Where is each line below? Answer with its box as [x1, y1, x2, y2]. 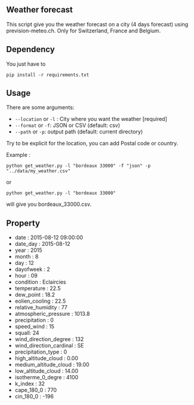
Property [6, 218, 41, 228]
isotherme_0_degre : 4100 [14, 374, 79, 381]
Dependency [6, 44, 55, 54]
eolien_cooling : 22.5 [14, 297, 66, 304]
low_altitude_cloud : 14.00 [14, 367, 79, 374]
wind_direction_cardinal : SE [14, 342, 84, 349]
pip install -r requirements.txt [6, 72, 90, 78]
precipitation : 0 [14, 316, 54, 324]
